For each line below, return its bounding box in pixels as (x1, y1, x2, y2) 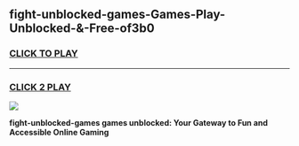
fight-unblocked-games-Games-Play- (9, 7, 226, 22)
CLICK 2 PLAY (9, 81, 71, 93)
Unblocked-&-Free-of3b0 (9, 21, 155, 36)
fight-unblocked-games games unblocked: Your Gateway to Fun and (9, 117, 269, 127)
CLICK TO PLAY (9, 48, 78, 60)
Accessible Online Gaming (9, 127, 109, 137)
